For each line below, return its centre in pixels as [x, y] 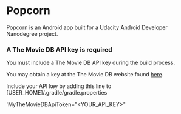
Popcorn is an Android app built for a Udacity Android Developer [87, 27]
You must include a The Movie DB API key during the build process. [90, 63]
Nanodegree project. [32, 33]
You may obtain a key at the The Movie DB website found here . [85, 75]
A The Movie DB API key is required [59, 49]
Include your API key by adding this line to [59, 86]
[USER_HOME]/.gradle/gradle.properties [57, 93]
